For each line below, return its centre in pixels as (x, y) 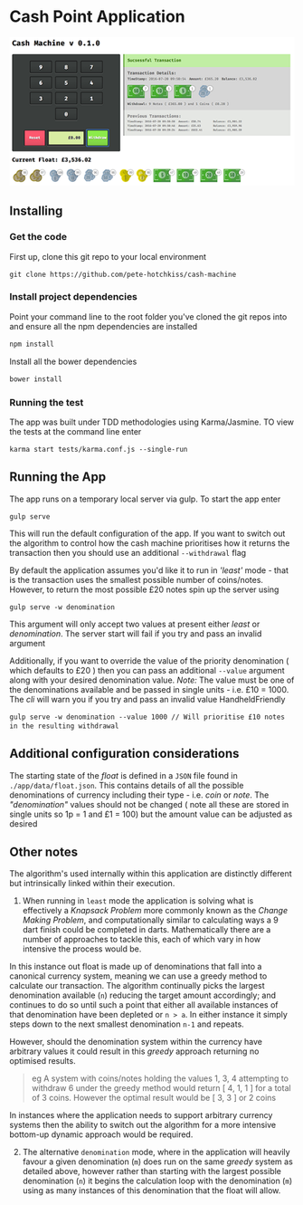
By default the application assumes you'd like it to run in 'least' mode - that (149, 570)
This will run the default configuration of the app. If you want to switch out (147, 533)
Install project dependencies (74, 297)
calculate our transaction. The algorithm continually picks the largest (137, 986)
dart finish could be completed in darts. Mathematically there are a (147, 930)
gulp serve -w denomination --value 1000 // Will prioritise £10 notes (147, 717)
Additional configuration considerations (124, 754)
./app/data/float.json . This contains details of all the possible (127, 785)
